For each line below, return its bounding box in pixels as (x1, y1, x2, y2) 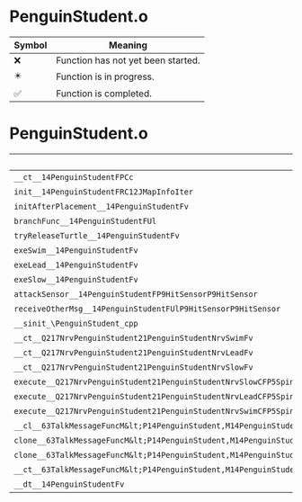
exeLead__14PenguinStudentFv (13, 259, 138, 270)
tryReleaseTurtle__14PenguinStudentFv (13, 230, 180, 240)
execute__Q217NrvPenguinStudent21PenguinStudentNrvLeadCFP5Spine (13, 391, 299, 401)
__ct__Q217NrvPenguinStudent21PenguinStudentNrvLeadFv (13, 347, 253, 357)
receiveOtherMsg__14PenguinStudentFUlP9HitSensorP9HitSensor (13, 303, 281, 314)
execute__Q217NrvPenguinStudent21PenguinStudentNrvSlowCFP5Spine (13, 376, 299, 387)
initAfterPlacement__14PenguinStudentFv (13, 201, 189, 211)
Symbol (13, 39, 48, 51)
